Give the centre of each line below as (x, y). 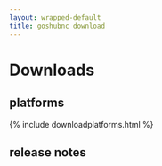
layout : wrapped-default (55, 17)
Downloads (52, 70)
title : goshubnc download (57, 26)
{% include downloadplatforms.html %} (81, 124)
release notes (48, 152)
